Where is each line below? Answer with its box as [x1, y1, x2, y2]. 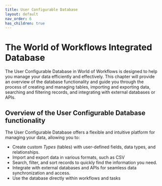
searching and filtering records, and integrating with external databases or [5, 89, 156, 95]
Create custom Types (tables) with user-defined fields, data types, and [12, 144, 156, 150]
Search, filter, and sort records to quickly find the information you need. [12, 160, 158, 165]
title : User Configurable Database [5, 7, 78, 12]
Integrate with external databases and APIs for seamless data [12, 165, 136, 170]
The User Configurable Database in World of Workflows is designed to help [5, 69, 158, 74]
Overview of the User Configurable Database [5, 109, 146, 117]
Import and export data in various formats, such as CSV [12, 155, 125, 160]
